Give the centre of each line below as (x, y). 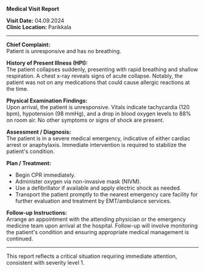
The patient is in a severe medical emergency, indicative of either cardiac (98, 138)
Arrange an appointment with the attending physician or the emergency (96, 219)
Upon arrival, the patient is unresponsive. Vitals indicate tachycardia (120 (98, 107)
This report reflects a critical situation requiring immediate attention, (92, 256)
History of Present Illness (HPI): (47, 63)
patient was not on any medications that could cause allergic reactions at (98, 82)
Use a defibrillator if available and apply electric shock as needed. (98, 188)
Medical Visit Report (33, 9)
